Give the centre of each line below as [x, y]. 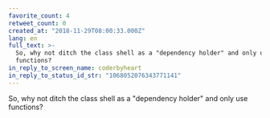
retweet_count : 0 [37, 23]
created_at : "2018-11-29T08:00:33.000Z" [77, 31]
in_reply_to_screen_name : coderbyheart [75, 68]
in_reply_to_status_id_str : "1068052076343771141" [95, 75]
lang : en [23, 38]
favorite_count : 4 [39, 16]
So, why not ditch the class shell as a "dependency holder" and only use [128, 98]
